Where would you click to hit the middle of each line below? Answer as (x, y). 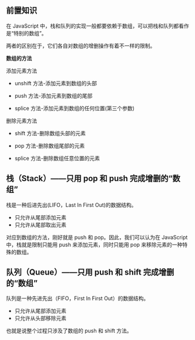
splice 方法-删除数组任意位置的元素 (57, 158)
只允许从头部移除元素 (40, 318)
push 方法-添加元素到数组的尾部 (53, 95)
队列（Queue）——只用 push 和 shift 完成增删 (90, 272)
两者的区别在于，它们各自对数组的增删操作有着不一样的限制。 (81, 45)
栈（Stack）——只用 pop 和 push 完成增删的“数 (93, 179)
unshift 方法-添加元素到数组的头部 (56, 83)
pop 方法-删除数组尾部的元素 (50, 145)
